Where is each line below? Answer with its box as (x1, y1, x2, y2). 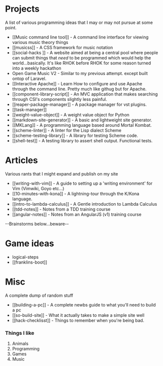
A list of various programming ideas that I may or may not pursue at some (5, 19, 153, 25)
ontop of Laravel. (12, 76, 47, 81)
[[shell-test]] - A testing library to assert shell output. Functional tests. (12, 137, 153, 143)
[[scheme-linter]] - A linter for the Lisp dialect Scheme (12, 127, 122, 133)
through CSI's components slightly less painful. (12, 96, 107, 102)
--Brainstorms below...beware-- (5, 221, 69, 227)
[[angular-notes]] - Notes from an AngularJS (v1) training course (12, 211, 142, 217)
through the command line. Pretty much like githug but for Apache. (12, 86, 147, 92)
